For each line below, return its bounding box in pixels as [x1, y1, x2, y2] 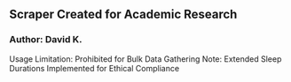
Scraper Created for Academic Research [9, 7, 238, 22]
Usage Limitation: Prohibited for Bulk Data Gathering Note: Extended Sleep [9, 53, 282, 64]
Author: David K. [9, 34, 83, 46]
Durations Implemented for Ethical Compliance [9, 63, 180, 73]
